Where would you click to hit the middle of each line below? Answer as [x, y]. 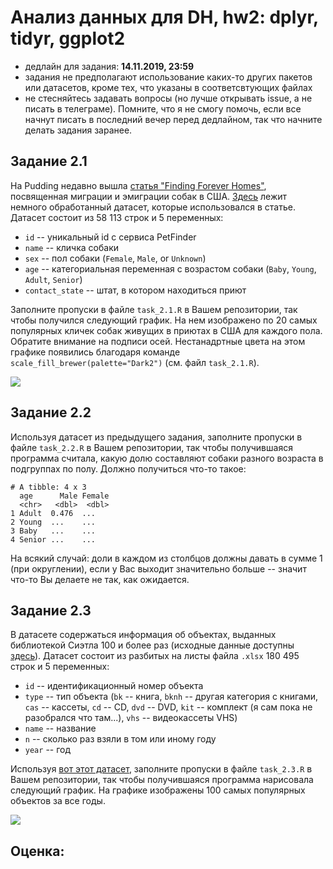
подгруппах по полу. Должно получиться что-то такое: [128, 468]
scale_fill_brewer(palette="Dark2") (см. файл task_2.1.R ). [135, 362]
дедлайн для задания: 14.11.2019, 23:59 [109, 66]
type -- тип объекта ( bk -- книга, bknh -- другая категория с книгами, [171, 697]
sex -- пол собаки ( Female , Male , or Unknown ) [115, 258]
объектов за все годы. [58, 801]
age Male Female [64, 496]
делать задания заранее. [78, 130]
